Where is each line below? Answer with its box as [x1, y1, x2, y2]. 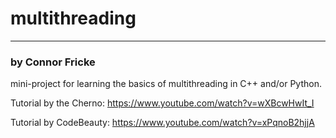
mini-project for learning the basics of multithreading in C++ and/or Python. [10, 78, 322, 90]
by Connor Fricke [10, 55, 96, 69]
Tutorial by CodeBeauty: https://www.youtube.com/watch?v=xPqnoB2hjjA [10, 117, 315, 129]
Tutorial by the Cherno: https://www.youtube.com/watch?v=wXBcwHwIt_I [10, 97, 315, 109]
